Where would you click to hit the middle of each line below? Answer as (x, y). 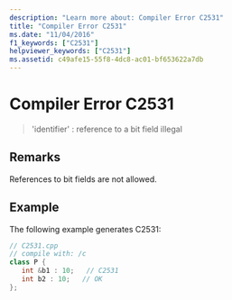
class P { (28, 262)
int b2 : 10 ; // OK (62, 279)
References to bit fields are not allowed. (84, 179)
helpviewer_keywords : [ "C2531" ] (70, 51)
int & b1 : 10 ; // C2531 (70, 271)
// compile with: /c (48, 254)
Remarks (35, 157)
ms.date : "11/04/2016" (52, 34)
